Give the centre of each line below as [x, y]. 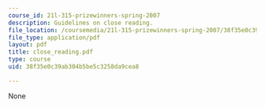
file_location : [33, 30]
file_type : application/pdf [54, 37]
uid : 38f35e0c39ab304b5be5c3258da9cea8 [74, 67]
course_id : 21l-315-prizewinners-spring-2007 [84, 15]
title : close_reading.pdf [50, 52]
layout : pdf [28, 45]
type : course [30, 60]
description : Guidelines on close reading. [81, 23]
